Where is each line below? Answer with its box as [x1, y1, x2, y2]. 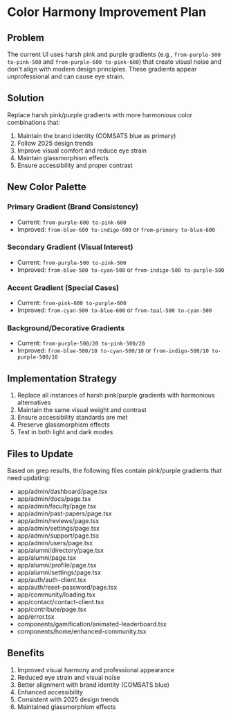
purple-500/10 [17, 354, 58, 361]
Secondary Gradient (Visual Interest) [7, 242, 133, 252]
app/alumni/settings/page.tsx [17, 568, 102, 576]
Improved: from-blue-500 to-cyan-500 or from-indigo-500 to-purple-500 [17, 265, 225, 274]
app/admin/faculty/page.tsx [17, 502, 97, 511]
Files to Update [7, 448, 74, 460]
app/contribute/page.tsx [17, 605, 87, 614]
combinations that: [7, 118, 61, 126]
